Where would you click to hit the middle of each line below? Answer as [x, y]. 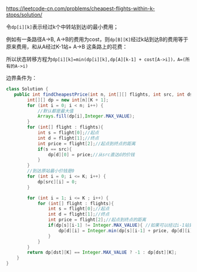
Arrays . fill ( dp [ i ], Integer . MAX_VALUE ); [86, 116]
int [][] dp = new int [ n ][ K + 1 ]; [68, 100]
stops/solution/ [24, 15]
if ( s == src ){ [55, 149]
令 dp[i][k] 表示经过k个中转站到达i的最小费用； [62, 27]
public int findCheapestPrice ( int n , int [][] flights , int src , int [99, 94]
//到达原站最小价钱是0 [51, 171]
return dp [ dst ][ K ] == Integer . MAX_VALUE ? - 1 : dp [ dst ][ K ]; [102, 253]
